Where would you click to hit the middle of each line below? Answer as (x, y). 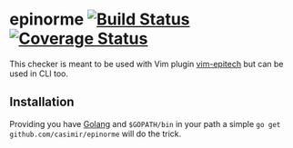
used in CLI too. (39, 74)
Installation (42, 102)
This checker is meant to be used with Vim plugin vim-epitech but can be (146, 64)
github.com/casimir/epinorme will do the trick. (96, 133)
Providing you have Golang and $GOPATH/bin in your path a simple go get (145, 123)
